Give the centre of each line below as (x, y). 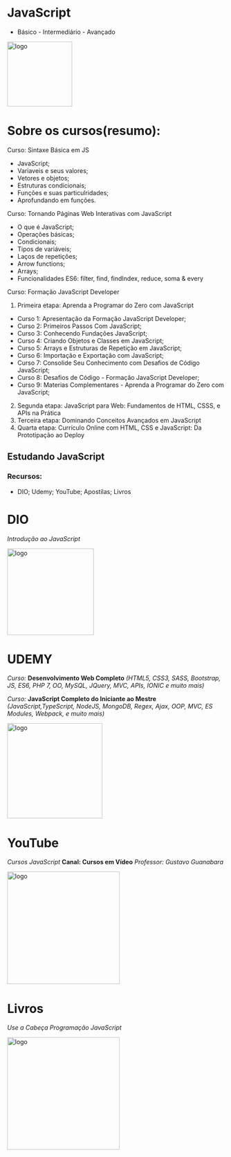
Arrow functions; (41, 264)
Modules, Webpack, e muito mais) (56, 713)
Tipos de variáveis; (44, 249)
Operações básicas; (46, 234)
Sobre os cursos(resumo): (84, 131)
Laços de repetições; (47, 256)
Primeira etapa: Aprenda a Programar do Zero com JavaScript (105, 305)
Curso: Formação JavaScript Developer (63, 291)
